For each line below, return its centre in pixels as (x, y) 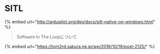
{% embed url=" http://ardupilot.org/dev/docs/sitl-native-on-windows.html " (80, 22)
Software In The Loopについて (47, 37)
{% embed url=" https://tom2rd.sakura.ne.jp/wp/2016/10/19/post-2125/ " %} (80, 46)
